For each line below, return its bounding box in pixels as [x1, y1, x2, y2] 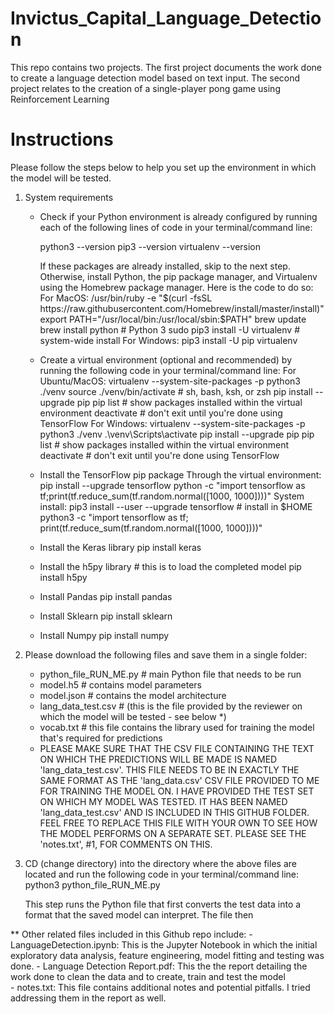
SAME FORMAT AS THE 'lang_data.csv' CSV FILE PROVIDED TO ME [39, 774, 320, 786]
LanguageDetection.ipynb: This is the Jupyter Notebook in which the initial [10, 938, 318, 951]
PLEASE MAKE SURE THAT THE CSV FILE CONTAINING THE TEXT [39, 742, 315, 754]
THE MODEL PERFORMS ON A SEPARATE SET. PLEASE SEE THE [39, 827, 307, 839]
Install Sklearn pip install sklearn [39, 610, 173, 622]
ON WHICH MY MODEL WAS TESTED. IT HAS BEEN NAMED [39, 795, 288, 807]
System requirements [24, 191, 114, 203]
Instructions [10, 128, 114, 151]
